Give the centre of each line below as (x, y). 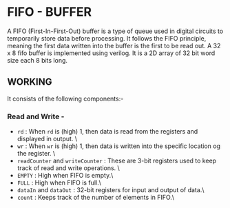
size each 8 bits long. (37, 60)
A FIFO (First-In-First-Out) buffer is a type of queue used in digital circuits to (115, 31)
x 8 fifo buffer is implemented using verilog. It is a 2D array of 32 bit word (111, 53)
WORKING (30, 82)
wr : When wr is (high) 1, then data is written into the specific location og (119, 146)
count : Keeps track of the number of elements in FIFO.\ (95, 198)
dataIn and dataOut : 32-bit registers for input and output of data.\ (111, 190)
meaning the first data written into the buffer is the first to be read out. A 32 (114, 45)
